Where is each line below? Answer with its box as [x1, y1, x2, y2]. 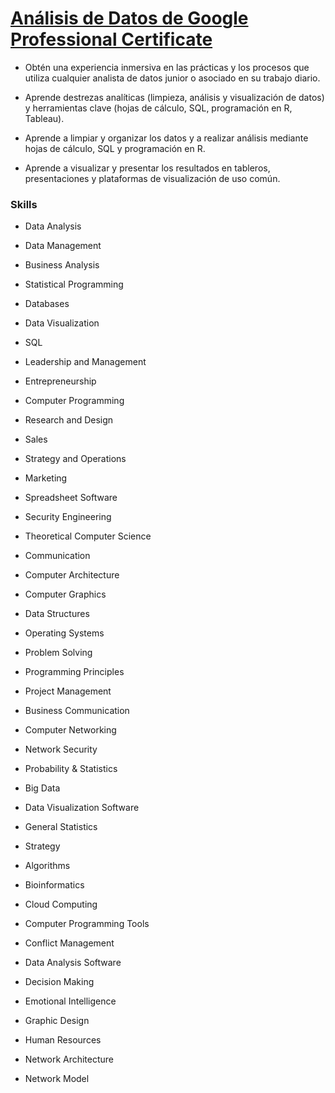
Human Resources [24, 1034, 102, 1046]
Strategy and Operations [24, 453, 127, 465]
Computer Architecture [24, 569, 120, 581]
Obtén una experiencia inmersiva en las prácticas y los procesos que [24, 61, 310, 73]
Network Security [24, 743, 98, 756]
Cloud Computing [24, 898, 98, 911]
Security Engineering [24, 511, 112, 523]
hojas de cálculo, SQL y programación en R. [24, 142, 206, 154]
